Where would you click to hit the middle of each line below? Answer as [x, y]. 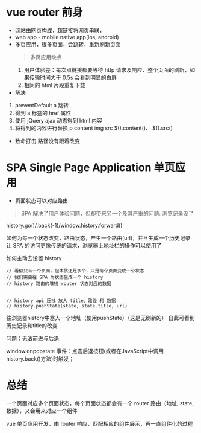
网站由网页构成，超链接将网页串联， [60, 30]
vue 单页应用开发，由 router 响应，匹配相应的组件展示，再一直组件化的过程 [100, 423]
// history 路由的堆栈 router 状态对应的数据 [59, 284]
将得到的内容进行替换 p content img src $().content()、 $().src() [94, 128]
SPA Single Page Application [79, 168]
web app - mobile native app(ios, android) [67, 37]
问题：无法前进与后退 [32, 338]
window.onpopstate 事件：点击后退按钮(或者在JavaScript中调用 [85, 351]
